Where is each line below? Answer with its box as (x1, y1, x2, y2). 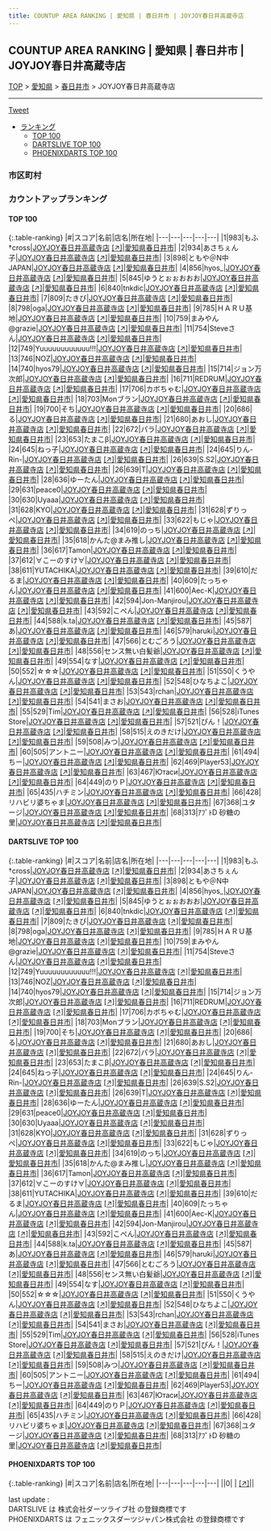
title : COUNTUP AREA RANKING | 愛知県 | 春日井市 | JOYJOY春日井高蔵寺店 (8, 11, 244, 20)
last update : (8, 1494, 50, 1504)
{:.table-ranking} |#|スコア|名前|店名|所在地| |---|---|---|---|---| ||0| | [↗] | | (8, 1478, 255, 1488)
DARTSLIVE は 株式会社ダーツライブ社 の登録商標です (8, 1504, 187, 1513)
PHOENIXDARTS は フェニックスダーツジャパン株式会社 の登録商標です (8, 1514, 246, 1524)
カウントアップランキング (8, 194, 107, 205)
